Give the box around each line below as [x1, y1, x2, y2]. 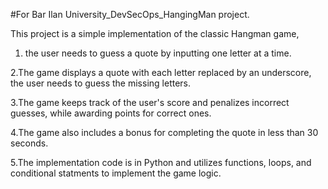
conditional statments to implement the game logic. [10, 167, 222, 179]
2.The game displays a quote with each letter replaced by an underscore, [10, 67, 312, 78]
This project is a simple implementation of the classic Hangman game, [10, 28, 300, 39]
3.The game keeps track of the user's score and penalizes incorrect [10, 97, 290, 108]
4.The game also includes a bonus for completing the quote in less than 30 [10, 127, 319, 138]
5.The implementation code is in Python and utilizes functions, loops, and [10, 157, 312, 168]
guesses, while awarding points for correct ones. [10, 107, 212, 119]
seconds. [10, 137, 49, 149]
